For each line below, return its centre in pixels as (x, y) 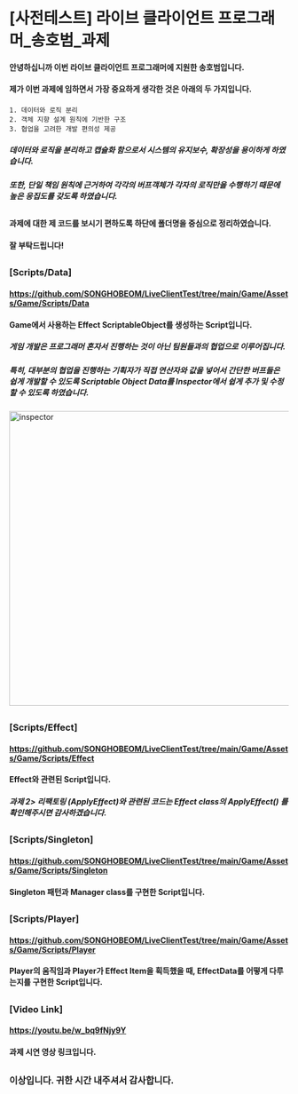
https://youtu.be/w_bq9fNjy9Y (68, 1030)
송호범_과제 (71, 40)
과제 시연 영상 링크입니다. (53, 1051)
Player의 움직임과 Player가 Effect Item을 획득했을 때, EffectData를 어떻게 (138, 971)
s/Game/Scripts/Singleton (59, 870)
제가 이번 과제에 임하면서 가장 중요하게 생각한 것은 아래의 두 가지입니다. (131, 89)
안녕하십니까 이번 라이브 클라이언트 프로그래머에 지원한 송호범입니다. (127, 67)
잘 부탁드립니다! (37, 245)
